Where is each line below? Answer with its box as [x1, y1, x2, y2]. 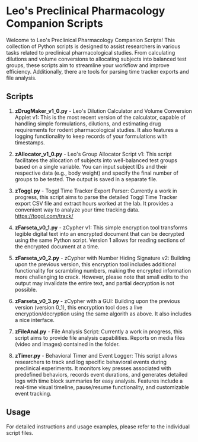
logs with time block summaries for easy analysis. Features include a [14, 377, 183, 384]
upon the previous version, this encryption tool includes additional [14, 260, 177, 268]
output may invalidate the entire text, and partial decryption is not [14, 279, 175, 286]
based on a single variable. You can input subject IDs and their [14, 163, 168, 170]
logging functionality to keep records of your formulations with [14, 132, 168, 140]
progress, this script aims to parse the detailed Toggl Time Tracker [14, 193, 178, 200]
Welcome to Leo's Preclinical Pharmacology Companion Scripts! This [6, 36, 175, 43]
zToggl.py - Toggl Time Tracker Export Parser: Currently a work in [14, 187, 177, 194]
